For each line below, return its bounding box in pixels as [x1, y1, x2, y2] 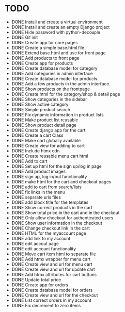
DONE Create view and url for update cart [11, 266, 95, 272]
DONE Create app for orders [11, 282, 68, 288]
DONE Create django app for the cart [11, 127, 86, 133]
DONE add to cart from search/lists [11, 184, 82, 190]
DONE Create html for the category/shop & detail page [11, 91, 121, 97]
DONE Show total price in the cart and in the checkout [11, 210, 120, 215]
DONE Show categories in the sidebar [11, 96, 88, 102]
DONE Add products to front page [11, 55, 79, 61]
